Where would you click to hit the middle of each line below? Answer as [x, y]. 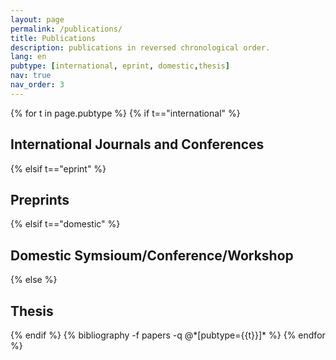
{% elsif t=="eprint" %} [58, 168]
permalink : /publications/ [66, 29]
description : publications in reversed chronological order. [140, 47]
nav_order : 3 [37, 85]
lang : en [28, 57]
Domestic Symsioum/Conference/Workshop [152, 255]
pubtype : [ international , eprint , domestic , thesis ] [120, 66]
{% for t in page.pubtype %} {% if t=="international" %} [125, 113]
